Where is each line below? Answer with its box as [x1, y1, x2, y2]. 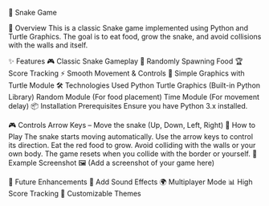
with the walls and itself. [8, 40, 88, 50]
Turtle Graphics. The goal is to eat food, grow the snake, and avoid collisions [8, 32, 262, 41]
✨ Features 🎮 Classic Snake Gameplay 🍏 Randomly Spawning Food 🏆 [8, 56, 243, 66]
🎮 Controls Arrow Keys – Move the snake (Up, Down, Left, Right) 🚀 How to [8, 121, 255, 130]
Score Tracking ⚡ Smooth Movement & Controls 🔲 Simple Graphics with [8, 68, 245, 78]
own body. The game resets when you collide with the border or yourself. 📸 [8, 149, 258, 159]
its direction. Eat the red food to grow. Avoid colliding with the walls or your [8, 141, 256, 150]
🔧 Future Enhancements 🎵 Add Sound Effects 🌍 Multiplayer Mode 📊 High [8, 177, 253, 187]
